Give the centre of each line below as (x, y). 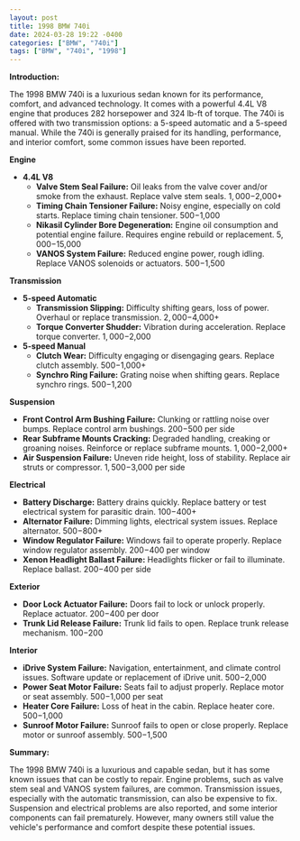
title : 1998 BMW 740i (50, 26)
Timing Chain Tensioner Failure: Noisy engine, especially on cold (158, 206)
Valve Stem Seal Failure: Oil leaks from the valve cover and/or (152, 187)
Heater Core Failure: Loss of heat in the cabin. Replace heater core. (148, 706)
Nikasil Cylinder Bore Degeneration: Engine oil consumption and (157, 225)
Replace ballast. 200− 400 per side (86, 570)
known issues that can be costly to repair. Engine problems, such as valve (146, 780)
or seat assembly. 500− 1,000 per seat (93, 697)
